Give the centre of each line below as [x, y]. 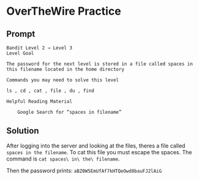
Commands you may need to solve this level [63, 80]
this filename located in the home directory [65, 69]
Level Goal [20, 53]
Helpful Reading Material [39, 102]
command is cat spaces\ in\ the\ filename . [63, 159]
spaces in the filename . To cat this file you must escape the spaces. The [99, 152]
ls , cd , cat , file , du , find [51, 91]
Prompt [21, 34]
